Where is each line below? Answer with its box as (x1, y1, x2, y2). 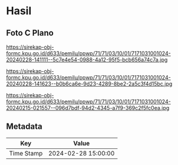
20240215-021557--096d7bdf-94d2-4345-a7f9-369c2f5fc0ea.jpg (6, 104, 170, 111)
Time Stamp (9, 149, 43, 157)
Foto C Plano (6, 28, 54, 38)
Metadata (6, 122, 43, 132)
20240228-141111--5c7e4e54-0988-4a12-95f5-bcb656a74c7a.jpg (6, 56, 168, 63)
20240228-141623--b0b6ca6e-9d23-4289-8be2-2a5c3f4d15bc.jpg (6, 80, 173, 87)
